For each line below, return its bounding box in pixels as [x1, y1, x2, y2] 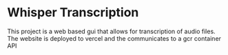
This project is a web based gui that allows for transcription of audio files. [7, 27, 216, 35]
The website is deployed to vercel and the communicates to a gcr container [7, 34, 222, 42]
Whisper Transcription [7, 5, 139, 20]
